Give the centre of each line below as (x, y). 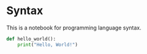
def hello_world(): (31, 39)
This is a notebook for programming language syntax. (74, 28)
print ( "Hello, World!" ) (48, 44)
